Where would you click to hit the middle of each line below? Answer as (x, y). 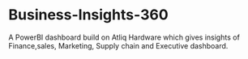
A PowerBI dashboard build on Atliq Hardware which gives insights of (124, 37)
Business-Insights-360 (88, 15)
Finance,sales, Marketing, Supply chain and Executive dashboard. (118, 45)
